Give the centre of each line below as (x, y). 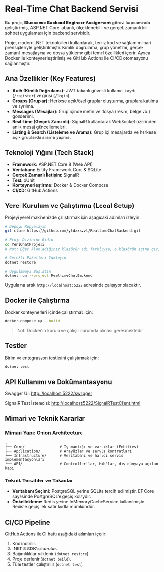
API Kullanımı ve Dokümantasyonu (59, 382)
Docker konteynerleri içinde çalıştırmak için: (49, 312)
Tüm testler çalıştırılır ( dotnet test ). (48, 564)
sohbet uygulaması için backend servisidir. (48, 33)
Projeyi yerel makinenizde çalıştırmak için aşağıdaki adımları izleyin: (73, 217)
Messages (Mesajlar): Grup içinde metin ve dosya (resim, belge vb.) (81, 111)
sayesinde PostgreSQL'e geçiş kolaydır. (51, 496)
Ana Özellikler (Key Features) (51, 79)
